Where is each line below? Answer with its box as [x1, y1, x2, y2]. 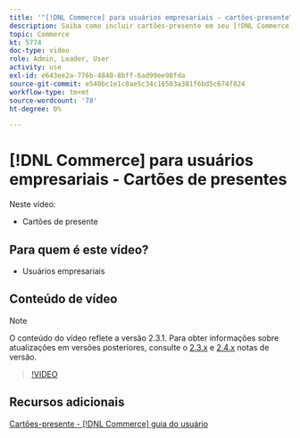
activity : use [9, 63, 62, 72]
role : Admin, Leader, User [9, 54, 110, 63]
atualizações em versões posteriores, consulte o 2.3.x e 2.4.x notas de [9, 342, 270, 352]
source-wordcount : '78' [9, 95, 98, 105]
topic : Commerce [9, 29, 70, 38]
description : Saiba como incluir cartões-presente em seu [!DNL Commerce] [9, 21, 294, 30]
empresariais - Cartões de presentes [9, 169, 287, 190]
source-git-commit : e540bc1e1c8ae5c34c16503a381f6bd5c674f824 [9, 79, 246, 88]
